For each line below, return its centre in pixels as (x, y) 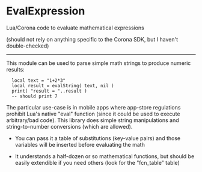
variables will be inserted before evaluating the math (80, 144)
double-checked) (28, 46)
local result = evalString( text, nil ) (63, 85)
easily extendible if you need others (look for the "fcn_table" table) (97, 162)
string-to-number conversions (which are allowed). (69, 126)
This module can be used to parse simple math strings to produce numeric (99, 63)
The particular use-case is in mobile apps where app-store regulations (93, 107)
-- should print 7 (35, 96)
